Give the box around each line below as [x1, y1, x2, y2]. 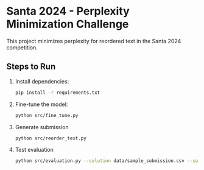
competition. [6, 44, 38, 51]
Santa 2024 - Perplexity [6, 4, 130, 18]
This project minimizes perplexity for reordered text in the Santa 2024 [6, 37, 181, 44]
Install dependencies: [15, 77, 69, 85]
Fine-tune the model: [15, 101, 68, 108]
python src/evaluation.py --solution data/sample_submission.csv [15, 158, 185, 164]
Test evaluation [15, 146, 54, 154]
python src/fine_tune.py [15, 112, 79, 118]
